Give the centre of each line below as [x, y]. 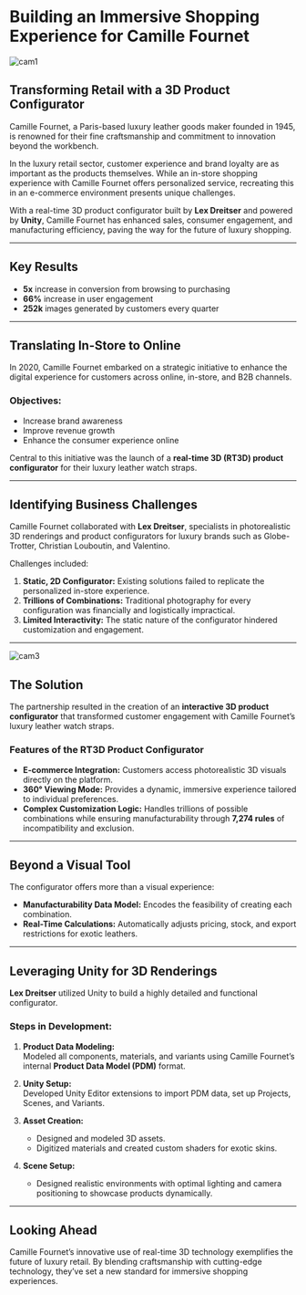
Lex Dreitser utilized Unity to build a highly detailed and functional [133, 993]
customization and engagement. [83, 630]
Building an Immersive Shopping [135, 17]
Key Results [44, 267]
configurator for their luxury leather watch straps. [103, 467]
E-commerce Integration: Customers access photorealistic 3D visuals [154, 769]
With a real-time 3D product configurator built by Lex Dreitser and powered [151, 210]
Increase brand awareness [72, 421]
